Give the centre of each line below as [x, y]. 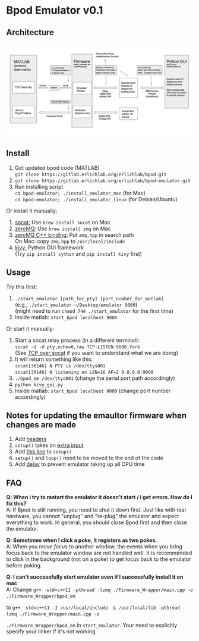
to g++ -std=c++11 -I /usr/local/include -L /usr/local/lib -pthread [93, 607]
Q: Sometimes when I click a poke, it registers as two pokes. [82, 540]
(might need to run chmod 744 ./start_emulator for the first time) [94, 311]
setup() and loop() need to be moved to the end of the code [89, 458]
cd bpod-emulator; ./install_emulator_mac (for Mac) [80, 193]
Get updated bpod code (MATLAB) [57, 167]
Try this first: [22, 287]
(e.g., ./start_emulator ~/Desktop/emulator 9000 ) [76, 304]
